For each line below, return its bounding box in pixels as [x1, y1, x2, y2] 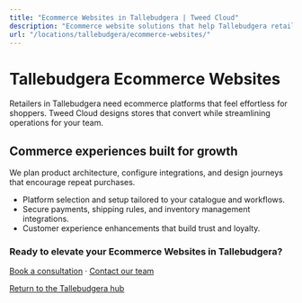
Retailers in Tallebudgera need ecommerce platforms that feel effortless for [9, 98, 288, 109]
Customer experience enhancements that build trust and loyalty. [22, 223, 261, 234]
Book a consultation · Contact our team [9, 266, 155, 277]
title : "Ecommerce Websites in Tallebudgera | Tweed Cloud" [9, 13, 240, 22]
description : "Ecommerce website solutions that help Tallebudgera [9, 22, 268, 31]
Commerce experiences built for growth [9, 143, 238, 158]
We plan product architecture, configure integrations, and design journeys [9, 167, 283, 178]
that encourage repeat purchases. [9, 177, 136, 188]
